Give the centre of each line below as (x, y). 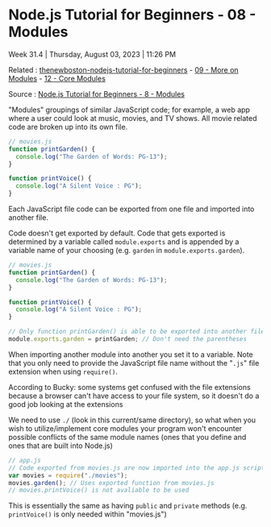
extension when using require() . (63, 371)
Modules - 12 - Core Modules (57, 78)
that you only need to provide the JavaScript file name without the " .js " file (134, 363)
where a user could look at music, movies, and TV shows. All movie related (133, 118)
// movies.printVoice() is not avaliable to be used (99, 490)
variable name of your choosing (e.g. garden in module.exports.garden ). (127, 251)
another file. (28, 218)
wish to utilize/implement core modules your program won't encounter (125, 428)
